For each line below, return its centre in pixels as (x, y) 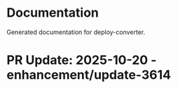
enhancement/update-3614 (89, 75)
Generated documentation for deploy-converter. (76, 32)
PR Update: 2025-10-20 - (82, 60)
